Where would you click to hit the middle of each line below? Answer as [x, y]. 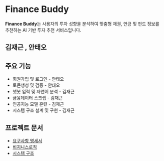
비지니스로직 [25, 147]
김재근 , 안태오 [26, 47]
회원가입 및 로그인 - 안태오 [38, 79]
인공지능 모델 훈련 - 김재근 [38, 104]
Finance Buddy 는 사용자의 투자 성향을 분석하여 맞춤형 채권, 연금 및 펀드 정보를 [82, 24]
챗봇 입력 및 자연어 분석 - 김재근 [43, 92]
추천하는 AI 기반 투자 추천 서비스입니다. [43, 30]
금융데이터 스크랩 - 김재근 [37, 98]
